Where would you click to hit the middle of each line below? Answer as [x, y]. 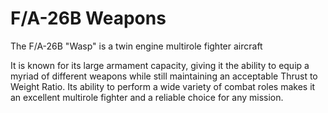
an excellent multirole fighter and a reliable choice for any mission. [147, 97]
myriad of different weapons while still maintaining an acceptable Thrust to [164, 76]
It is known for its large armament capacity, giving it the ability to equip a [160, 65]
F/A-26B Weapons [88, 18]
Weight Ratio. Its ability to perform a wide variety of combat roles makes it [163, 86]
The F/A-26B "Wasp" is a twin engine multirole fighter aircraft [136, 46]
